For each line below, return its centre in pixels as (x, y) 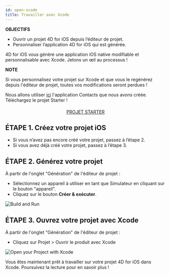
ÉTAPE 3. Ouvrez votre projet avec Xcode (72, 220)
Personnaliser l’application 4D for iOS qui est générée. (69, 44)
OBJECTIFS (18, 29)
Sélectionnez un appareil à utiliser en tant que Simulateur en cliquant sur (89, 184)
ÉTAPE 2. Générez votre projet (54, 161)
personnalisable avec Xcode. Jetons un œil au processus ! (67, 59)
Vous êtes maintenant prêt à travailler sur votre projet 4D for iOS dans (78, 262)
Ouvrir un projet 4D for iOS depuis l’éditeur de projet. (68, 39)
